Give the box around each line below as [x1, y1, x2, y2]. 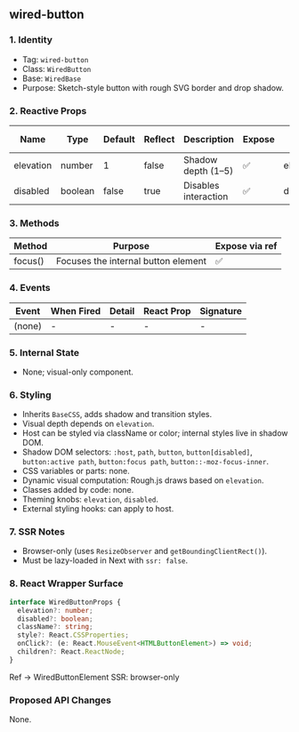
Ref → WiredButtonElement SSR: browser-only [9, 672, 180, 682]
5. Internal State [9, 346, 80, 358]
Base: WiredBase [21, 73, 82, 84]
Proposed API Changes [9, 694, 111, 706]
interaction [183, 190, 229, 203]
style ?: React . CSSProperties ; [17, 631, 129, 639]
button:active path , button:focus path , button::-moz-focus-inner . [21, 456, 270, 467]
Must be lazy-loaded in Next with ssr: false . [21, 555, 189, 566]
